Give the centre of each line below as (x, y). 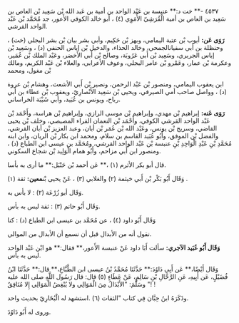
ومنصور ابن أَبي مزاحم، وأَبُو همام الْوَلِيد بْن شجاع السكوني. (85, 151)
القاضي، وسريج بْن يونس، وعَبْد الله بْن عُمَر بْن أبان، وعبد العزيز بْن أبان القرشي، (112, 128)
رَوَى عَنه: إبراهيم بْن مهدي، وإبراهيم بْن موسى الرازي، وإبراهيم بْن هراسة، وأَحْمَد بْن (116, 113)
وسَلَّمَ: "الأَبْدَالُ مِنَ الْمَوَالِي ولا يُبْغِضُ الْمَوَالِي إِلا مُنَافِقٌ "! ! (81, 284)
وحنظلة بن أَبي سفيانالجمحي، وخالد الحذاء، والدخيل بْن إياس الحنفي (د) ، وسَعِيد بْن (115, 47)
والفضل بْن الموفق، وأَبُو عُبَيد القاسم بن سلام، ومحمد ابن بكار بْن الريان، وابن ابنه (113, 136)
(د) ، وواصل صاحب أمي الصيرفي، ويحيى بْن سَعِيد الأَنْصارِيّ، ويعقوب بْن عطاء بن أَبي (117, 92)
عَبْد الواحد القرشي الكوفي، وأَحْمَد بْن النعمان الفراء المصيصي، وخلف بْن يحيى (109, 121)
